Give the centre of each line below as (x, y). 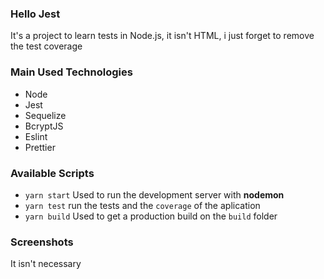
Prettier (40, 147)
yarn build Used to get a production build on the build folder (151, 216)
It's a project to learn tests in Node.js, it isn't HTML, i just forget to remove (162, 36)
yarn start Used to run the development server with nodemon (154, 194)
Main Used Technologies (71, 72)
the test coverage (46, 46)
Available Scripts (52, 173)
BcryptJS (44, 126)
